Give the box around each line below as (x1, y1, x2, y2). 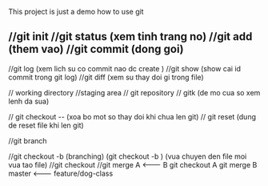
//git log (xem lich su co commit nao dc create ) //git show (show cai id (8, 63, 242, 73)
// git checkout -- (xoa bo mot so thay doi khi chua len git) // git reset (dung (8, 111, 256, 121)
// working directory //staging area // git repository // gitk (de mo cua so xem (8, 87, 261, 97)
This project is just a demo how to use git (8, 7, 144, 16)
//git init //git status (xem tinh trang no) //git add (8, 30, 253, 43)
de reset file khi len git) (8, 120, 84, 130)
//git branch (8, 135, 47, 145)
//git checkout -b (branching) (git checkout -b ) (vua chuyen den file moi (8, 152, 247, 161)
